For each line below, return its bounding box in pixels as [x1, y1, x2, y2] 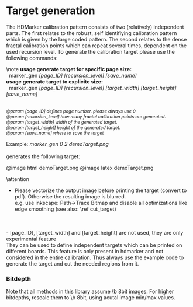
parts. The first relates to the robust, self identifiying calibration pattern [6, 29, 177, 36]
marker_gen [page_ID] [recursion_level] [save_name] [8, 72, 137, 79]
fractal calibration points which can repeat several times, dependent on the [6, 42, 187, 49]
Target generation [6, 4, 95, 18]
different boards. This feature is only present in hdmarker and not [6, 247, 164, 254]
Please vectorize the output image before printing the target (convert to [14, 187, 187, 194]
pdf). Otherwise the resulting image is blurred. [14, 193, 126, 200]
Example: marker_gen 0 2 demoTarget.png [6, 140, 109, 147]
